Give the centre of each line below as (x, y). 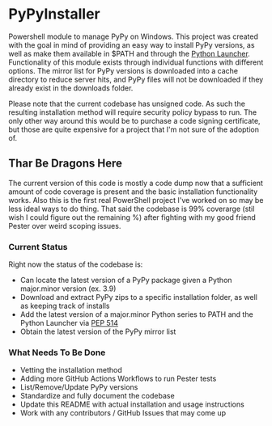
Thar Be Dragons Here (66, 164)
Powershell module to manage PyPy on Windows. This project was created (134, 36)
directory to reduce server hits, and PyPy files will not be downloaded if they (136, 79)
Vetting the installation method (71, 370)
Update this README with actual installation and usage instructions (132, 404)
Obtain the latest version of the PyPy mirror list (98, 331)
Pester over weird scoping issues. (65, 226)
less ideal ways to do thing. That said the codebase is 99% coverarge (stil (132, 209)
